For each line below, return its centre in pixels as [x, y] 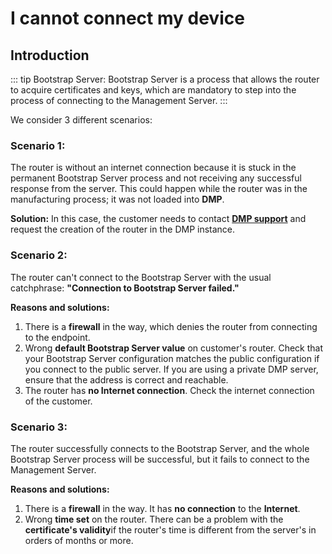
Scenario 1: [38, 145]
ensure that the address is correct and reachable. [126, 379]
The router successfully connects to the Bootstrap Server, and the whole [160, 448]
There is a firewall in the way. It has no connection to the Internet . [162, 508]
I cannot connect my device [127, 18]
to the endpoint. [57, 337]
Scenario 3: [39, 427]
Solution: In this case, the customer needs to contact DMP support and [158, 219]
